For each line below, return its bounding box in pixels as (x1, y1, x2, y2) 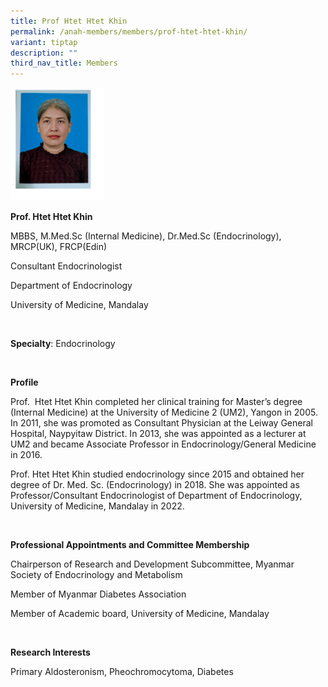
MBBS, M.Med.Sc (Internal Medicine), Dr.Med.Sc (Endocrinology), (10, 230, 282, 242)
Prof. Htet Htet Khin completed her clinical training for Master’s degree (10, 395, 303, 407)
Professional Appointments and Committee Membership (10, 538, 250, 550)
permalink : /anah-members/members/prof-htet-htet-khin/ (10, 26, 248, 37)
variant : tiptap (10, 37, 78, 47)
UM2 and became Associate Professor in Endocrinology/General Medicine (10, 438, 317, 450)
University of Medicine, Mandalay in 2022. (10, 500, 185, 512)
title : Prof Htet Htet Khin (10, 16, 128, 26)
